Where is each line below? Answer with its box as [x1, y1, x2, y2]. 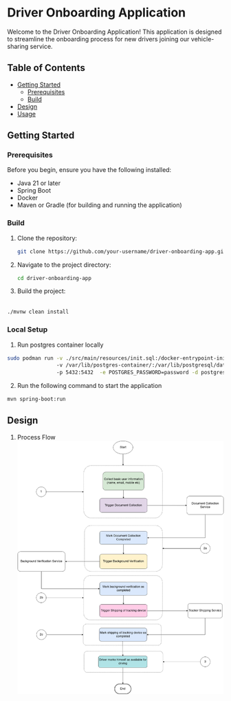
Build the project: [16, 287, 66, 295]
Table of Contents [7, 62, 86, 74]
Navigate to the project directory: [16, 260, 111, 269]
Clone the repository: [16, 234, 78, 242]
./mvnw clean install [7, 308, 69, 316]
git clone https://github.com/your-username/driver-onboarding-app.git [16, 248, 227, 255]
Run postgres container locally [16, 341, 104, 349]
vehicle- [190, 34, 214, 43]
